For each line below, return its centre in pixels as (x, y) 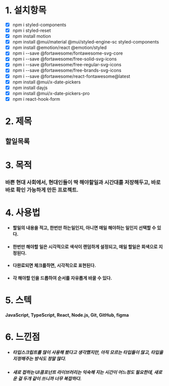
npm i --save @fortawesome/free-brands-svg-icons (67, 70)
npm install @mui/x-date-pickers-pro (51, 93)
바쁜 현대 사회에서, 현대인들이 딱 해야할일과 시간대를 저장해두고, (78, 182)
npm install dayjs (30, 88)
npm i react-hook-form (36, 99)
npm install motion (32, 36)
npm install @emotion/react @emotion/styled (60, 48)
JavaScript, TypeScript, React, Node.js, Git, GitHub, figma (67, 315)
